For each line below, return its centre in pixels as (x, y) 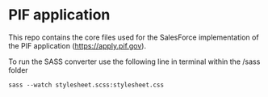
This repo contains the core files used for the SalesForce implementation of (134, 37)
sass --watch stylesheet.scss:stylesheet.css (86, 85)
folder (18, 70)
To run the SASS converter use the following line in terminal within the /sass (134, 61)
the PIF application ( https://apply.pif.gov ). (77, 45)
